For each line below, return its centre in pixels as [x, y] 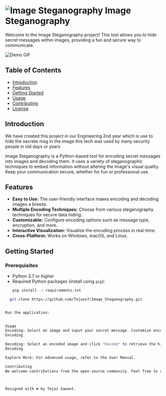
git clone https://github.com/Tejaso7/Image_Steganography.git [76, 299]
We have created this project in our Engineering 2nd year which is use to [79, 136]
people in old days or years [33, 146]
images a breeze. [30, 204]
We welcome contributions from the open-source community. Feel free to [82, 371]
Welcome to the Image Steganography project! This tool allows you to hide [81, 35]
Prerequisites [21, 265]
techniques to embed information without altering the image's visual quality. [82, 166]
